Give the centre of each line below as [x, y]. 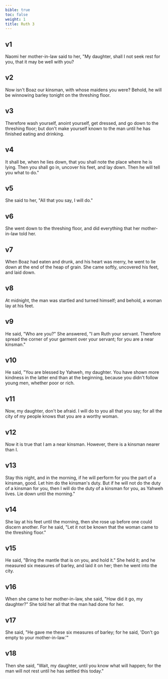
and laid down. [21, 272]
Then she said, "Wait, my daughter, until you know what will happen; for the [83, 665]
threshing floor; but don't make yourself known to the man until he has [78, 128]
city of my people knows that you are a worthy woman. [62, 417]
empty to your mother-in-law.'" [37, 638]
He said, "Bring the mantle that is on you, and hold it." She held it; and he [80, 560]
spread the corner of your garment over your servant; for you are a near [79, 339]
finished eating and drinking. [35, 133]
